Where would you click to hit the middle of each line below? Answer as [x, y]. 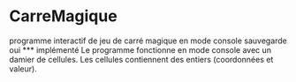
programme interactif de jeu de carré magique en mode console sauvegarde [148, 41]
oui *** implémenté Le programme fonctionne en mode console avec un [140, 49]
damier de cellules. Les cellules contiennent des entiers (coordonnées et [141, 59]
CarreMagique [63, 16]
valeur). [23, 69]
